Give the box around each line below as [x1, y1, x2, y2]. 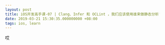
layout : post [5, 7, 32, 12]
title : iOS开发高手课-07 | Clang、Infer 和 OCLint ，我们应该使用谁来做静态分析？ [5, 12, 163, 17]
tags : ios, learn [5, 21, 41, 26]
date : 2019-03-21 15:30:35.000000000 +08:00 [5, 16, 98, 21]
